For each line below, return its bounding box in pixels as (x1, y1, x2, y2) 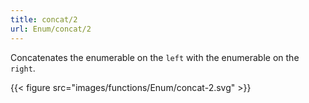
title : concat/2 (10, 14, 78, 25)
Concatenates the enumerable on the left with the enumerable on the (10, 51, 300, 63)
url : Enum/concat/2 (10, 24, 92, 34)
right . (10, 62, 36, 74)
